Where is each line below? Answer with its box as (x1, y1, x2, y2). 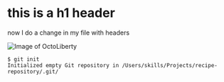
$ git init (7, 55, 40, 63)
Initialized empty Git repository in (7, 61, 119, 69)
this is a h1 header (7, 5, 115, 21)
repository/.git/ (7, 68, 59, 75)
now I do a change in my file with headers (7, 28, 130, 37)
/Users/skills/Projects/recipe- (122, 61, 218, 69)
